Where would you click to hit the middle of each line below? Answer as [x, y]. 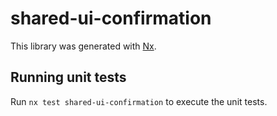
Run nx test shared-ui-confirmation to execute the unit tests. [139, 101]
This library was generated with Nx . [83, 46]
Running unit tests [68, 77]
